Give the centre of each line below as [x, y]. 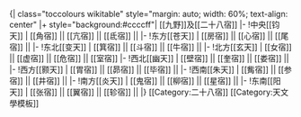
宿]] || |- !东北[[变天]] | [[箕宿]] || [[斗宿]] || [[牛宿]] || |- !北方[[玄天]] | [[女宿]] [150, 47]
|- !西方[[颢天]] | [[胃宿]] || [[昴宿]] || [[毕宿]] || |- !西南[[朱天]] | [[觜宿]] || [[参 [150, 69]
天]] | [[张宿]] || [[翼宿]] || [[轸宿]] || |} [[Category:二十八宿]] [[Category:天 [145, 92]
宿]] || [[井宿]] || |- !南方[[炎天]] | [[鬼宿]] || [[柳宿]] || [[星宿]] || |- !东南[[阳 [145, 81]
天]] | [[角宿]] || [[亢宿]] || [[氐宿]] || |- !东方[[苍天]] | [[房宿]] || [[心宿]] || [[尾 [149, 36]
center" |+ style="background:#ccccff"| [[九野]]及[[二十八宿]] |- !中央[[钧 [145, 24]
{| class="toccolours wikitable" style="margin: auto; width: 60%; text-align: [149, 14]
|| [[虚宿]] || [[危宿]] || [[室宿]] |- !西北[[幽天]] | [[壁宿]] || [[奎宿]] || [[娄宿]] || [149, 58]
